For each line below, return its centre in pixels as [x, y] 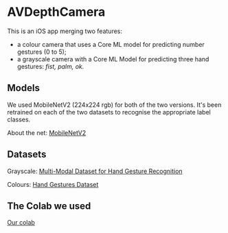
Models [23, 88]
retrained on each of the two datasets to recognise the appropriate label [109, 112]
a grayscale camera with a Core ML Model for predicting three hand [113, 59]
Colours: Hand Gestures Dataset [53, 184]
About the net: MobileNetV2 [47, 132]
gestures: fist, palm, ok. [50, 66]
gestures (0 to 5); [42, 52]
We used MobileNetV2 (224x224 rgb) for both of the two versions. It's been [114, 105]
